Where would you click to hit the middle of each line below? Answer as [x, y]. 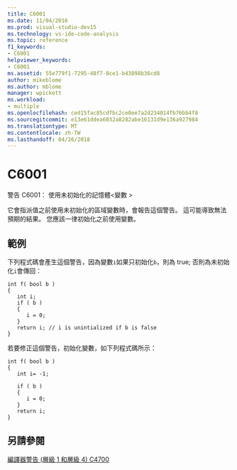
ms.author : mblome [34, 87]
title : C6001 [27, 14]
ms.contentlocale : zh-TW [44, 133]
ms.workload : [27, 100]
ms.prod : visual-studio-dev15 [52, 27]
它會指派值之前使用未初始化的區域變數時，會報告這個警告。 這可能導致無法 [117, 210]
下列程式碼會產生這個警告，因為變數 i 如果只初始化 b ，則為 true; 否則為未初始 [118, 262]
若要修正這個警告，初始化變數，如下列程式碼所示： [82, 348]
